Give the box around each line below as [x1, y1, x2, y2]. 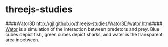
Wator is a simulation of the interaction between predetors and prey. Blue [5, 26, 160, 32]
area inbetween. [5, 37, 40, 43]
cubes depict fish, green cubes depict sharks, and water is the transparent [5, 31, 163, 37]
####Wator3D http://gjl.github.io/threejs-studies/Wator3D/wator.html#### [5, 20, 163, 27]
